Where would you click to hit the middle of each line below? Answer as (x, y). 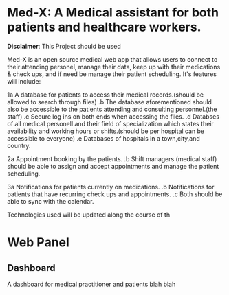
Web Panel (39, 243)
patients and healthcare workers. (104, 27)
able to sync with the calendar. (51, 201)
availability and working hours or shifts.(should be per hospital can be (106, 131)
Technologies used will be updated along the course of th (89, 215)
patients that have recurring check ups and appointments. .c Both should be (115, 194)
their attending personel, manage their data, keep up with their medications (114, 67)
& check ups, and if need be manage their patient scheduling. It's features (112, 74)
